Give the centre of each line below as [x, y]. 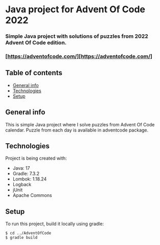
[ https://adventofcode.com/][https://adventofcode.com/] [79, 56]
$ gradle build [21, 238]
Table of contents [34, 73]
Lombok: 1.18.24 [30, 179]
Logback [22, 185]
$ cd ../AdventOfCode [28, 233]
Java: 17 [21, 168]
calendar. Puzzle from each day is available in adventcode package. [77, 130]
